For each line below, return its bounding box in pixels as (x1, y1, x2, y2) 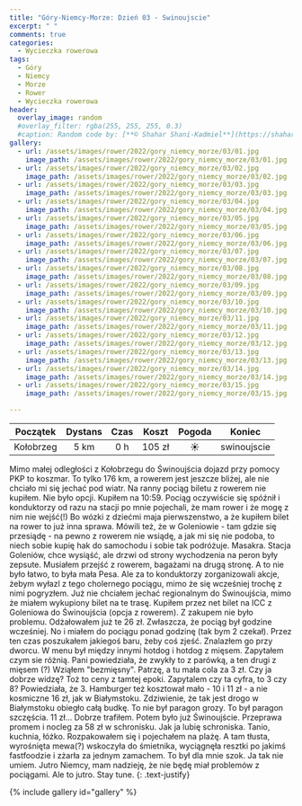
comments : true (9, 30, 67, 39)
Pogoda (178, 426, 212, 438)
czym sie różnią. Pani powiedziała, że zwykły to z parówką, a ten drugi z (9, 655, 277, 665)
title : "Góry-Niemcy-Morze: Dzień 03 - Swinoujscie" (9, 13, 211, 22)
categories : (9, 38, 54, 48)
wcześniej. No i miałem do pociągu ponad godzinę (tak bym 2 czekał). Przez (9, 626, 292, 636)
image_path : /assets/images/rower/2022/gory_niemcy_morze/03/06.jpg (25, 239, 288, 248)
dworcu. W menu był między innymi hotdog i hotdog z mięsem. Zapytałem (9, 645, 284, 656)
